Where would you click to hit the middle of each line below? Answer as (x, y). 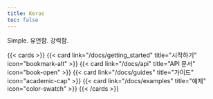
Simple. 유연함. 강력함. (38, 40)
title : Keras (26, 13)
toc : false (23, 20)
